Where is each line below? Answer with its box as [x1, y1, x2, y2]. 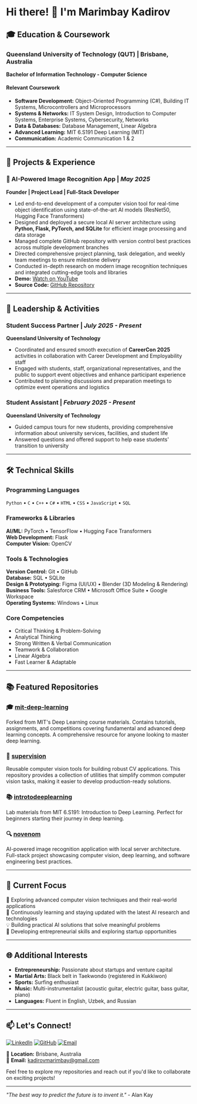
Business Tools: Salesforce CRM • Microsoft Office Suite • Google [6, 587, 168, 594]
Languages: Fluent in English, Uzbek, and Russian [14, 997, 137, 1004]
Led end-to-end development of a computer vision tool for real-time [14, 200, 179, 207]
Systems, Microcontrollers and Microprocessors [14, 104, 131, 111]
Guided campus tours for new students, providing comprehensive [14, 423, 174, 430]
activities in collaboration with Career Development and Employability [14, 353, 182, 360]
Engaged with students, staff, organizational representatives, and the [14, 365, 181, 372]
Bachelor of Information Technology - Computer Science [6, 71, 148, 78]
